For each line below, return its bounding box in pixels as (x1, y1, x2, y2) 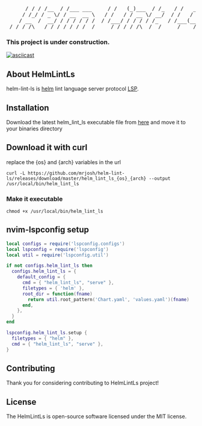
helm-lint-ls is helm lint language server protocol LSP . (6, 85, 139, 92)
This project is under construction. (6, 37, 110, 46)
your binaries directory (6, 125, 63, 132)
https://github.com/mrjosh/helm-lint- (28, 170, 125, 176)
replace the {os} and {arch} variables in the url (6, 158, 121, 165)
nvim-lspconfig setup (6, 224, 89, 235)
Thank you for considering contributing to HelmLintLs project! (6, 380, 159, 387)
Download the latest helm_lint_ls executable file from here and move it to (6, 118, 186, 126)
